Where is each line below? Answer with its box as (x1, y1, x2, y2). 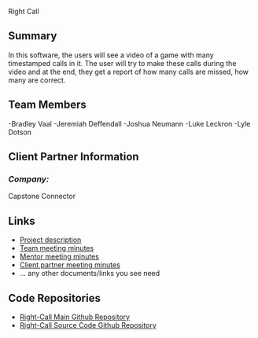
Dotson (8, 127, 31, 137)
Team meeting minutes (19, 244, 94, 253)
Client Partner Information (8, 150, 139, 163)
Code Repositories (8, 291, 101, 305)
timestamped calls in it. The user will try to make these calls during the (8, 58, 237, 68)
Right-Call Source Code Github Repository (19, 320, 157, 329)
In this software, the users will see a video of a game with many (8, 50, 214, 60)
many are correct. (8, 75, 66, 85)
